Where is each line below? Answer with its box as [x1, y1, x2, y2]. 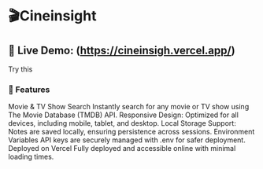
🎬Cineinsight [8, 7, 97, 25]
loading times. [8, 152, 54, 162]
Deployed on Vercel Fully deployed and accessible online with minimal [8, 144, 236, 153]
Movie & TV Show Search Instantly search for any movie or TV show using [8, 102, 250, 112]
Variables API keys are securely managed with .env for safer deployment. [8, 135, 246, 145]
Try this [8, 64, 33, 74]
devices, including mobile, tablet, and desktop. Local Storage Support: [8, 119, 236, 128]
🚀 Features [8, 84, 50, 95]
